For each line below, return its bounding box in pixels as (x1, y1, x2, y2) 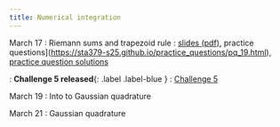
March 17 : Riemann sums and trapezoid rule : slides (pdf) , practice (9, 37, 255, 48)
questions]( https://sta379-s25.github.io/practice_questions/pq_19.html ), (9, 46, 272, 58)
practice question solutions (9, 56, 109, 67)
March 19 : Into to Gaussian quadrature (9, 91, 151, 101)
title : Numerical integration (9, 12, 122, 22)
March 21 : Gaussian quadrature (9, 107, 126, 118)
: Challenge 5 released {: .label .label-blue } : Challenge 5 (9, 73, 219, 84)
